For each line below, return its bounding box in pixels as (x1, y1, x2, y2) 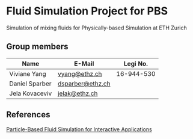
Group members (6, 42, 69, 52)
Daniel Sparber (9, 79, 52, 88)
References (6, 110, 51, 120)
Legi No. (123, 59, 149, 67)
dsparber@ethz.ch (57, 79, 111, 88)
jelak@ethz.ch (57, 89, 98, 97)
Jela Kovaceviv (9, 89, 52, 97)
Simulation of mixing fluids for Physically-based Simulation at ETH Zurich (6, 24, 188, 31)
